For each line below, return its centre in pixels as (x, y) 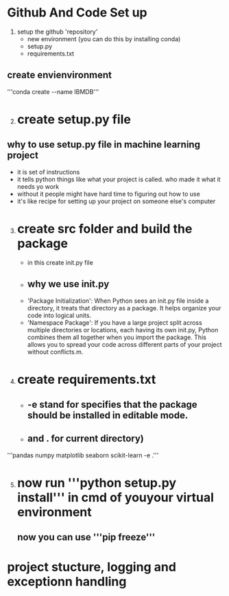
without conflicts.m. (55, 352)
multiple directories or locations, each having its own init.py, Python (123, 330)
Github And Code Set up (77, 13)
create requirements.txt (86, 379)
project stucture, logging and (92, 567)
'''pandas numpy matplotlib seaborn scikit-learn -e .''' (83, 455)
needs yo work (38, 186)
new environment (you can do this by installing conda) (104, 38)
